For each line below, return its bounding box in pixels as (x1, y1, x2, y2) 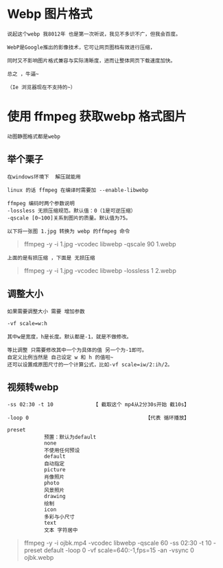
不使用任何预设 (43, 447, 80, 454)
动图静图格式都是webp (7, 133, 60, 140)
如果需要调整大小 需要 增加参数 (7, 308, 85, 315)
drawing (43, 493, 67, 500)
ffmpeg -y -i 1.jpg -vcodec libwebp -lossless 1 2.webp (23, 266, 176, 274)
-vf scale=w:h (7, 320, 48, 327)
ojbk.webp (23, 554, 54, 562)
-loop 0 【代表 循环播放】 (7, 414, 190, 422)
